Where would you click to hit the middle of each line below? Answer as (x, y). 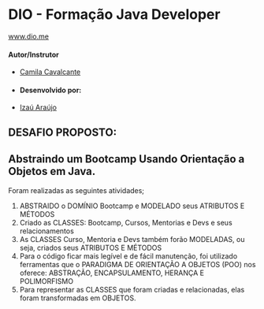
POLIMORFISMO (46, 281)
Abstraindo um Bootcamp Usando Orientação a (126, 159)
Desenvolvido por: (50, 90)
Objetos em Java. (52, 171)
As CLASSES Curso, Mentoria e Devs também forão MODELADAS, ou (132, 239)
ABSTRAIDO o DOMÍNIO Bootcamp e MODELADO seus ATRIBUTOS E (132, 206)
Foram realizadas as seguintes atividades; (76, 190)
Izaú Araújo (38, 107)
